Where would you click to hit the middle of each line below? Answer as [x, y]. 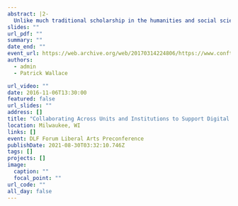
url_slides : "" [30, 106]
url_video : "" [28, 86]
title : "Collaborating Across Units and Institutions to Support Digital [119, 119]
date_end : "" [27, 47]
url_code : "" [27, 185]
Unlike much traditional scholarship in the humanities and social [115, 21]
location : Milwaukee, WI [44, 125]
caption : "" [32, 171]
